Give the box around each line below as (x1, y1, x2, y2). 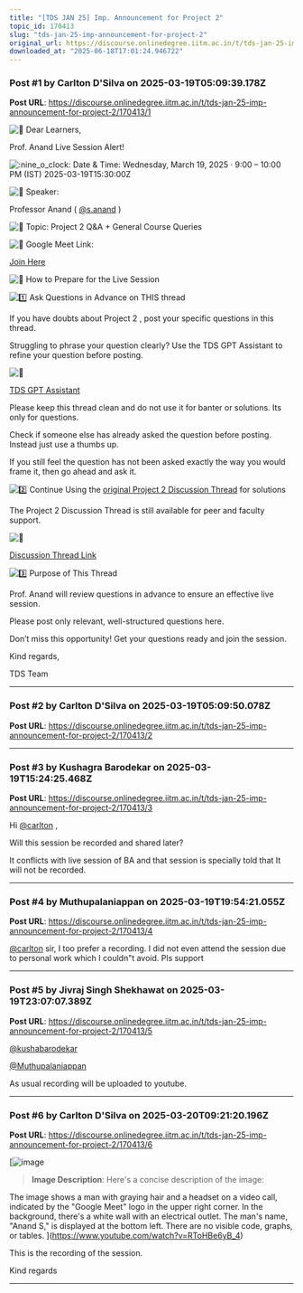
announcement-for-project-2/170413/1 (9, 107, 151, 118)
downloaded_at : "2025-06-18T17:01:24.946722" (9, 47, 183, 56)
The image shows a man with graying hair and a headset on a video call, (9, 1191, 278, 1203)
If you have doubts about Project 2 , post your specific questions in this (9, 313, 274, 324)
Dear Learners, (25, 124, 82, 136)
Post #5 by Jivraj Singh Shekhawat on (9, 984, 179, 996)
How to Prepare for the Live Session (25, 274, 161, 285)
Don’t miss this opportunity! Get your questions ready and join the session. (9, 634, 287, 645)
